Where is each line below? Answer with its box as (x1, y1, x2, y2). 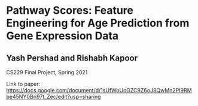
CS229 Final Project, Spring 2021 (6, 69, 88, 75)
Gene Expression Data (6, 29, 119, 43)
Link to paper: (6, 80, 41, 87)
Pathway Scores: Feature (6, 4, 133, 17)
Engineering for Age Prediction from (6, 16, 190, 30)
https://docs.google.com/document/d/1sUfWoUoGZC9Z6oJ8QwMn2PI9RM (6, 87, 193, 93)
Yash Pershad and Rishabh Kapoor (6, 53, 138, 63)
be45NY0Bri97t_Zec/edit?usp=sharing (6, 93, 101, 100)
